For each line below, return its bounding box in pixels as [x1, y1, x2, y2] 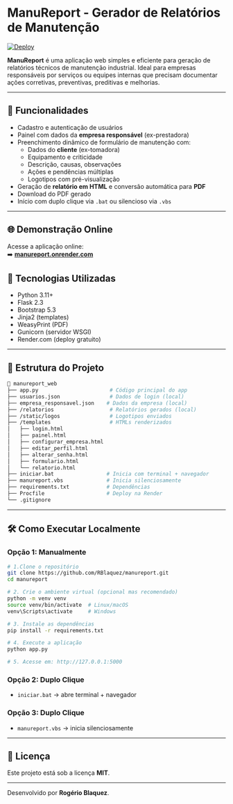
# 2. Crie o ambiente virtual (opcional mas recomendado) [7, 589, 178, 596]
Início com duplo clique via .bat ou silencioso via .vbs [17, 196, 172, 206]
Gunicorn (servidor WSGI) [17, 328, 92, 336]
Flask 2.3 [17, 299, 44, 307]
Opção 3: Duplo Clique [7, 708, 85, 718]
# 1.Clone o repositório [7, 563, 79, 570]
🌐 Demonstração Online [7, 224, 113, 235]
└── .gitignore [7, 496, 51, 503]
